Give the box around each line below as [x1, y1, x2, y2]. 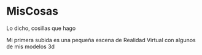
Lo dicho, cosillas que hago [6, 24, 76, 32]
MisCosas [6, 4, 58, 18]
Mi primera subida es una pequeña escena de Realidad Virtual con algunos [6, 36, 196, 43]
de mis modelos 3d [6, 43, 55, 50]
